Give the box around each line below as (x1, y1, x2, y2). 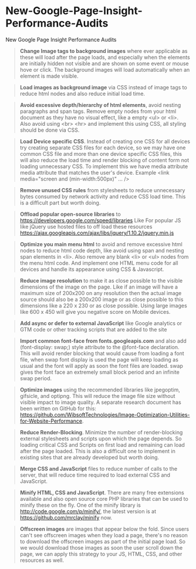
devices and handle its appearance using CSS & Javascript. (19, 266, 164, 273)
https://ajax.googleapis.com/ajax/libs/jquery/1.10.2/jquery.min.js (19, 229, 174, 236)
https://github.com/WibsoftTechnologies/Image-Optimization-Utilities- (19, 411, 190, 418)
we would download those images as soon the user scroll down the (19, 544, 183, 551)
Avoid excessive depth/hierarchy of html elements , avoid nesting (19, 101, 181, 108)
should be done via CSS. (19, 126, 80, 133)
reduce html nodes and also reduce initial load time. (19, 90, 145, 97)
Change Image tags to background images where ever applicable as (19, 47, 188, 54)
